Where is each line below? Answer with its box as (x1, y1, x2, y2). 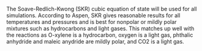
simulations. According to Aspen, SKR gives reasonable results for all (6, 12, 181, 19)
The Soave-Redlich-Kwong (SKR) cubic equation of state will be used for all (6, 6, 197, 12)
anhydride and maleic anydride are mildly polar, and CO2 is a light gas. (6, 38, 185, 45)
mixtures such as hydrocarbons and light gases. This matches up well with (6, 25, 195, 32)
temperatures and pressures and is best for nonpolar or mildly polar (6, 18, 177, 25)
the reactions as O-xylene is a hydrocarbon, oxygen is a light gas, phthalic (6, 31, 193, 39)
